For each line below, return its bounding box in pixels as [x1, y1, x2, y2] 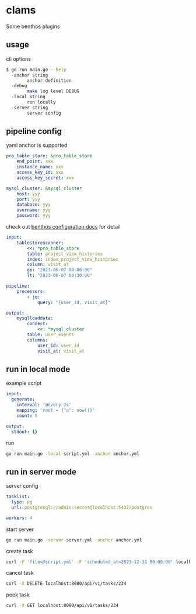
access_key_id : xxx [16, 170, 64, 175]
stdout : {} [11, 429, 38, 434]
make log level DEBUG [27, 88, 80, 94]
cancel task [6, 570, 34, 577]
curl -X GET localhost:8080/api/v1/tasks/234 [6, 603, 118, 609]
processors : [16, 288, 45, 294]
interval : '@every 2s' [16, 402, 72, 408]
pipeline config [6, 126, 62, 136]
